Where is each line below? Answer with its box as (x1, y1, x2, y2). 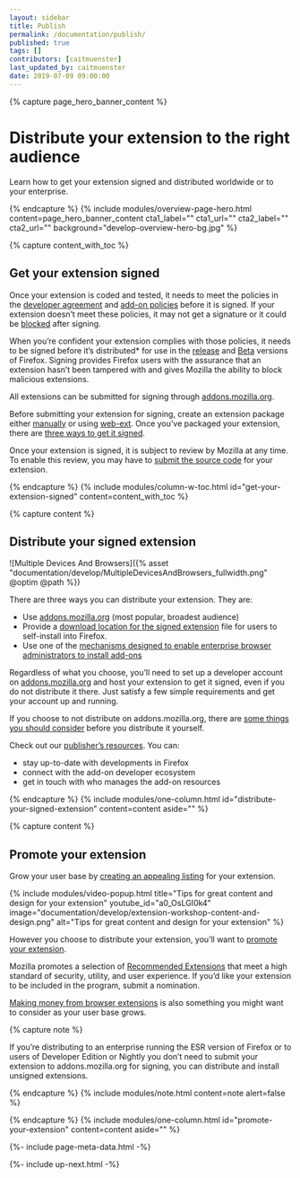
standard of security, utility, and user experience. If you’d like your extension (9, 971, 292, 982)
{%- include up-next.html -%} (9, 1159, 120, 1170)
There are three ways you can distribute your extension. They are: (9, 594, 253, 606)
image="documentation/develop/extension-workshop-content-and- (9, 907, 261, 918)
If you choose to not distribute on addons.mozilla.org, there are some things (9, 713, 289, 724)
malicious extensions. (9, 373, 90, 384)
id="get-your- (229, 481, 281, 492)
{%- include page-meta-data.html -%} (9, 1141, 151, 1153)
